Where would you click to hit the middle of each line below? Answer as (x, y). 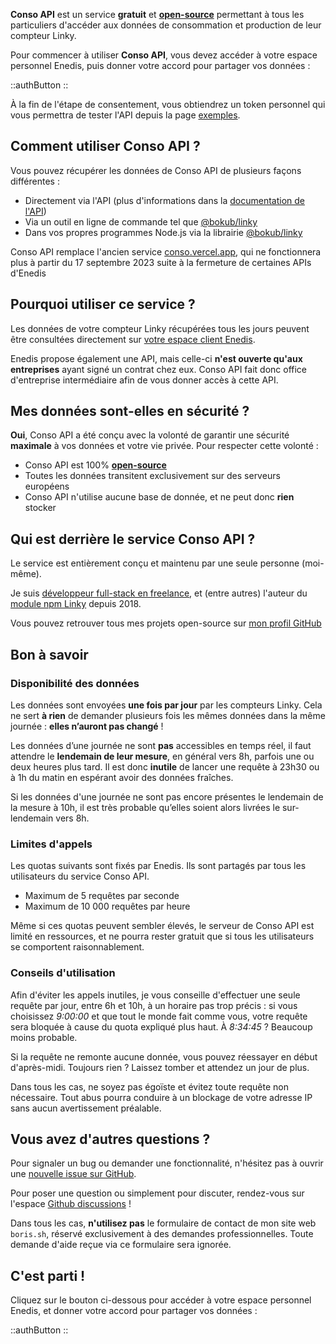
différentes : (35, 181)
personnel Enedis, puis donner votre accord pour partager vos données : (160, 65)
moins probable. (44, 1037)
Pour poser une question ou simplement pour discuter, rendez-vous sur (157, 1193)
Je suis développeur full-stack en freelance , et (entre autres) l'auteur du (159, 593)
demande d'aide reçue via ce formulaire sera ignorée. (121, 1245)
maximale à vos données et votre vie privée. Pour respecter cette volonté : (164, 446)
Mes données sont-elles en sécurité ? (130, 411)
